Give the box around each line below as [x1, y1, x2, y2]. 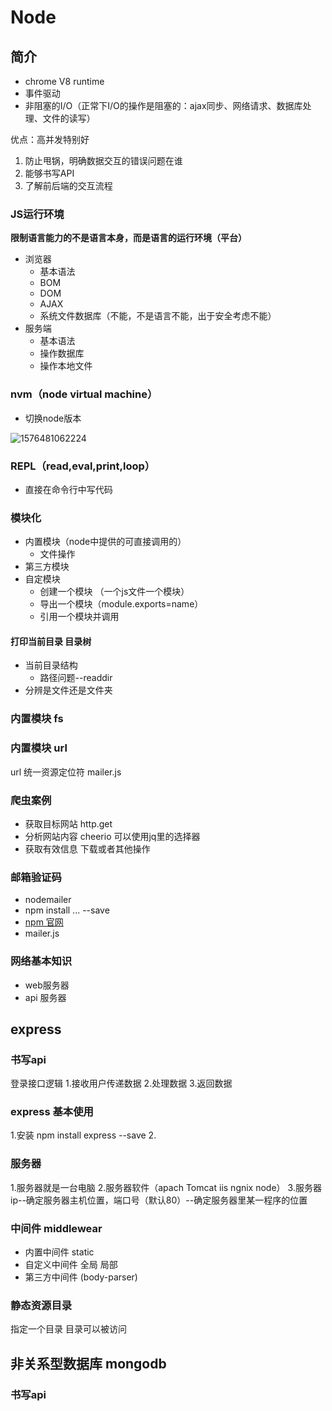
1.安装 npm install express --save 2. [10, 1129, 157, 1141]
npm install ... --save [24, 904, 110, 916]
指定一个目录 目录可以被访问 [10, 1323, 127, 1335]
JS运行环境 [10, 207, 65, 221]
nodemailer [24, 894, 72, 906]
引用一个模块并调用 [39, 611, 120, 623]
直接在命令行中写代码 [24, 483, 113, 495]
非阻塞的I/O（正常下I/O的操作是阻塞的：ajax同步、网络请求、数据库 [24, 100, 303, 111]
